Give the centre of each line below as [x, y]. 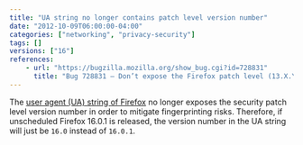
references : [32, 59]
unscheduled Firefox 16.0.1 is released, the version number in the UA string [148, 121]
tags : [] [26, 43]
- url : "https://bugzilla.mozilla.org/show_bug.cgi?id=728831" [147, 68]
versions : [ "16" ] [42, 51]
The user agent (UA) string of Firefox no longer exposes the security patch [148, 102]
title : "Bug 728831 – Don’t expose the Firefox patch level [148, 77]
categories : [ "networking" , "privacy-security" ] [102, 34]
